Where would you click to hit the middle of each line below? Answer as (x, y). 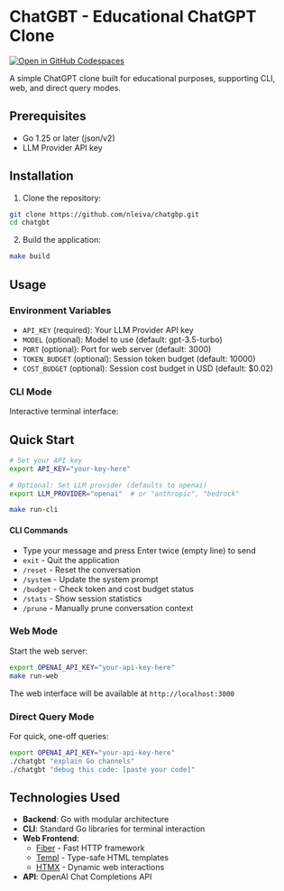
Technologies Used (64, 798)
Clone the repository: (62, 198)
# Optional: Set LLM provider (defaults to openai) (108, 485)
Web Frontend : (50, 839)
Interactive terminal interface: (64, 412)
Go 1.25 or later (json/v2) (69, 138)
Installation (41, 176)
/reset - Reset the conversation (82, 570)
